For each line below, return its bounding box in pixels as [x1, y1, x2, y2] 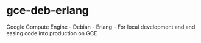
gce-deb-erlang [6, 4, 90, 17]
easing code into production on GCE [6, 29, 97, 36]
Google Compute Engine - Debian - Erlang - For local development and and [6, 23, 196, 30]
